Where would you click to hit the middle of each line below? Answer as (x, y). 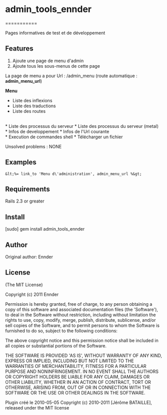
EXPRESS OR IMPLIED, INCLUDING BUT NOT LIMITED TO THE (69, 361)
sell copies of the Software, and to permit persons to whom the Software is (82, 325)
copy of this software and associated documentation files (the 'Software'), (82, 309)
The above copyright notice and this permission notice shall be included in (82, 340)
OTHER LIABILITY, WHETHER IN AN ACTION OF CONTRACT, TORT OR (78, 382)
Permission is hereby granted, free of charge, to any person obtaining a (79, 304)
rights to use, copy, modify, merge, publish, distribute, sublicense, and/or (80, 320)
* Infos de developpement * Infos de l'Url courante (57, 131)
